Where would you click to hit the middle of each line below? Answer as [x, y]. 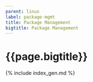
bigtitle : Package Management [42, 28]
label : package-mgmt [31, 17]
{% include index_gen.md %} [40, 73]
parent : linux [23, 11]
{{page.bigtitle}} [46, 57]
